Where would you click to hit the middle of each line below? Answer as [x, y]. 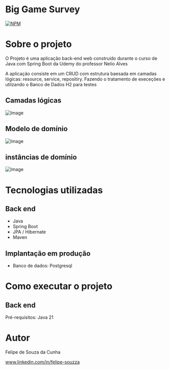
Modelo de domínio [37, 129]
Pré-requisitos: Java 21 [29, 317]
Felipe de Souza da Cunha [33, 352]
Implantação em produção [48, 253]
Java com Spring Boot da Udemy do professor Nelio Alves [67, 64]
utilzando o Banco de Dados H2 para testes [51, 84]
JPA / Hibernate [29, 232]
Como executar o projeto [59, 286]
